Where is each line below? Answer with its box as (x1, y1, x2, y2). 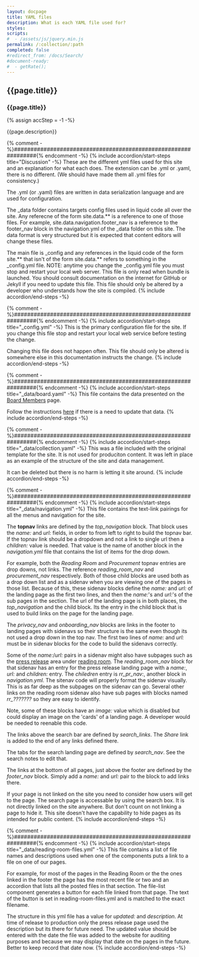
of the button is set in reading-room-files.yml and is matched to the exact (6, 895, 185, 902)
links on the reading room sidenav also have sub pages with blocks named (6, 689, 188, 696)
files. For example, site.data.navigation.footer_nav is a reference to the (6, 219, 178, 226)
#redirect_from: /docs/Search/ (6, 53, 84, 59)
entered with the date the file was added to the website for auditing (6, 932, 170, 939)
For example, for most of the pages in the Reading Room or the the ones (6, 870, 182, 877)
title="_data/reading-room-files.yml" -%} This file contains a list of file (6, 846, 178, 853)
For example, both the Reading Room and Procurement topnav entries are (6, 560, 186, 567)
